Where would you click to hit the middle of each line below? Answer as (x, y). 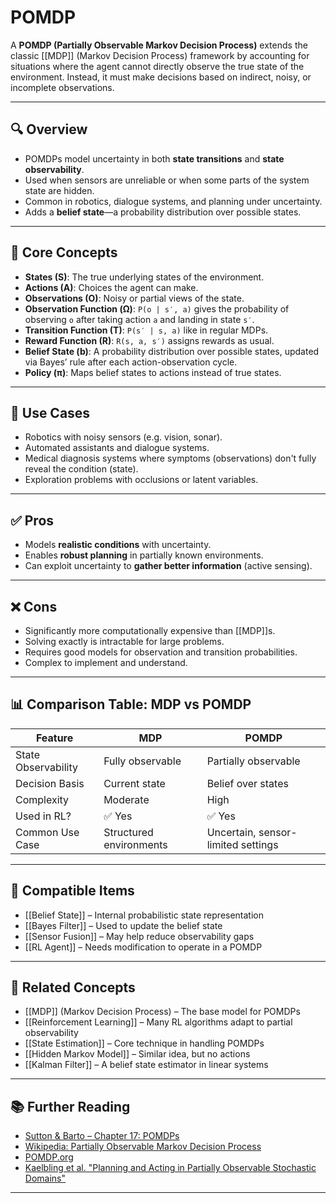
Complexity (42, 799)
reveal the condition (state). (81, 469)
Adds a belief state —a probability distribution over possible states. (163, 212)
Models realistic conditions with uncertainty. (118, 545)
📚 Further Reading (70, 1106)
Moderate (126, 799)
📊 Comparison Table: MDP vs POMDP (131, 704)
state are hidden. (59, 190)
